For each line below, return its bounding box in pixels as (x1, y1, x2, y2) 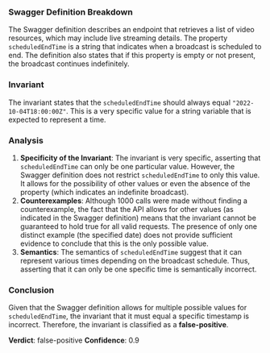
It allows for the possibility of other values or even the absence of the (19, 178, 251, 188)
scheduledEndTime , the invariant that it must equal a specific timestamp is (8, 311, 250, 321)
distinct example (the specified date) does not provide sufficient (19, 230, 233, 239)
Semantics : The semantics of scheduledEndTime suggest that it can (19, 247, 242, 256)
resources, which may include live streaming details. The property (8, 33, 228, 43)
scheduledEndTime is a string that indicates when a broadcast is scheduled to (8, 42, 262, 52)
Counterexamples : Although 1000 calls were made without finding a (19, 196, 248, 206)
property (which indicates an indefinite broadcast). (19, 187, 189, 197)
